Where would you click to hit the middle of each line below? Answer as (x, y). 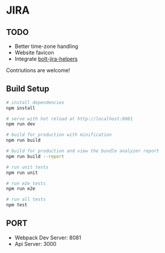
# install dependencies (35, 102)
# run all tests (26, 200)
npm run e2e (21, 189)
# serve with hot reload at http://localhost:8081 (70, 119)
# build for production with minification (59, 135)
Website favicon (34, 53)
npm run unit (22, 173)
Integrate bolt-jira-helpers (46, 59)
